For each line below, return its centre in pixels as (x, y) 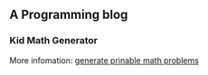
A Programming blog (69, 15)
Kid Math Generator (53, 41)
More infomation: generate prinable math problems (104, 60)
